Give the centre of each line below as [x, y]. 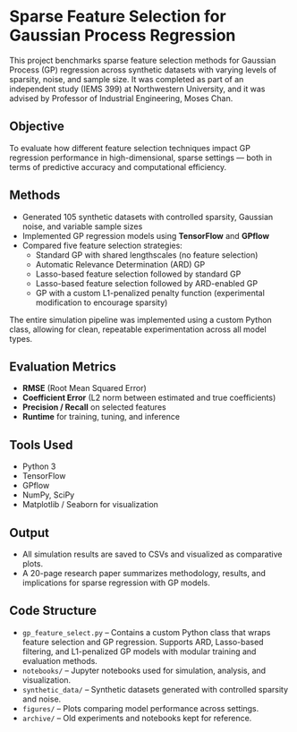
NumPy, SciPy [48, 495]
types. [21, 338]
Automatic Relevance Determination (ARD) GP [120, 264]
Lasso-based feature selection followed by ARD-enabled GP [146, 283]
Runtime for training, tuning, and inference [101, 417]
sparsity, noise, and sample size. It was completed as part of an [127, 79]
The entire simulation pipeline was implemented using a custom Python [141, 319]
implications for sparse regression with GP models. [116, 583]
